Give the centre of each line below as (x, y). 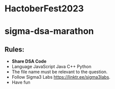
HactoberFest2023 (44, 9)
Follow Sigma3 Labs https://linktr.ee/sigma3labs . (61, 77)
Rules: (14, 49)
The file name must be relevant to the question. (59, 72)
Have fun (21, 83)
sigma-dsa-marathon (49, 31)
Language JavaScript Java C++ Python (51, 67)
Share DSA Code (29, 61)
